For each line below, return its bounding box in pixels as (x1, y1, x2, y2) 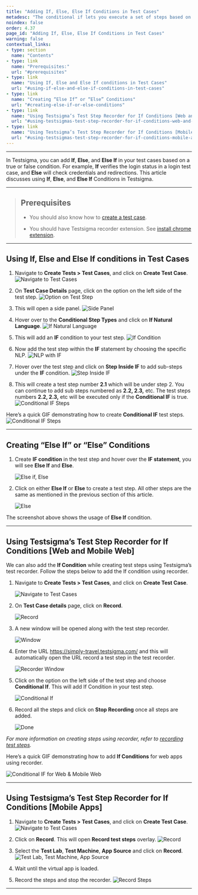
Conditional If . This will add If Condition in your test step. (14, 683, 154, 690)
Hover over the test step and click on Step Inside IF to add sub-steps (14, 363, 183, 371)
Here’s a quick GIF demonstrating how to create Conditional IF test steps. (6, 411, 184, 418)
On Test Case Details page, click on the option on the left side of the (14, 287, 181, 294)
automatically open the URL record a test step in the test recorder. (14, 654, 175, 661)
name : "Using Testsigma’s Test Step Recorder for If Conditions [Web (11, 113, 186, 119)
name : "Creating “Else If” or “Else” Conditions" (11, 96, 136, 102)
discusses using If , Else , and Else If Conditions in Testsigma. (6, 175, 154, 182)
